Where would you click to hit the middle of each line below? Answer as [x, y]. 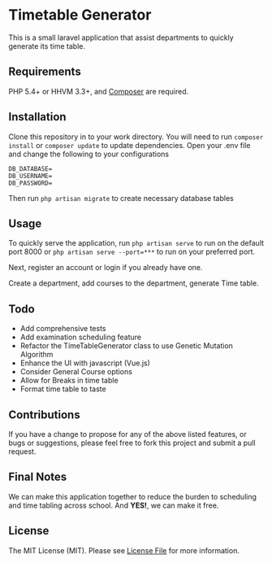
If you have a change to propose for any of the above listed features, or [127, 434]
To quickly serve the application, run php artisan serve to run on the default [136, 243]
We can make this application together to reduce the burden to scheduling [133, 496]
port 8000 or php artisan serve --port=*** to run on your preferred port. [132, 252]
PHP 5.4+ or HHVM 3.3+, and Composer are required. [99, 91]
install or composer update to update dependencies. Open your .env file [130, 145]
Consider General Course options [76, 372]
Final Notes [38, 477]
